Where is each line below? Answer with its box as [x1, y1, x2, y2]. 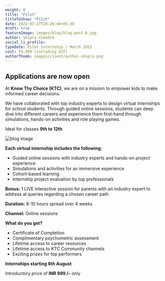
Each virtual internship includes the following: [5, 145, 102, 151]
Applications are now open [5, 72, 90, 80]
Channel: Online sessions [5, 211, 58, 217]
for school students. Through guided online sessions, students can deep [5, 106, 154, 112]
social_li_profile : [5, 40, 46, 45]
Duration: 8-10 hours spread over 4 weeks [5, 201, 93, 207]
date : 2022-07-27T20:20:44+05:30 [5, 21, 75, 26]
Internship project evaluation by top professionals [12, 176, 114, 182]
